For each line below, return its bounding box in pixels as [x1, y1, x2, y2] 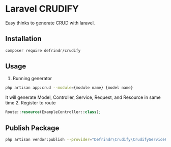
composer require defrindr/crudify [5, 48, 81, 53]
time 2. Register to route [5, 100, 56, 106]
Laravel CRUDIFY [5, 3, 79, 15]
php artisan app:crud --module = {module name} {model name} [5, 85, 133, 90]
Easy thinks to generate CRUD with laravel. [5, 20, 95, 26]
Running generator [12, 76, 52, 82]
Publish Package [5, 124, 60, 132]
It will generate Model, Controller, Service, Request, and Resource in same [5, 94, 161, 100]
